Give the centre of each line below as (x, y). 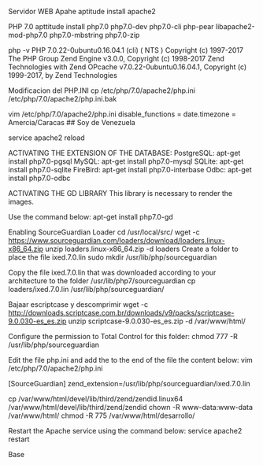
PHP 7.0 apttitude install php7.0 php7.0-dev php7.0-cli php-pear (111, 26)
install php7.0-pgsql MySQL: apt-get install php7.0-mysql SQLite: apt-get (126, 161)
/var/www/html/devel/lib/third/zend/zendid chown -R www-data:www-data (131, 407)
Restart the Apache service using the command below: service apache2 (125, 431)
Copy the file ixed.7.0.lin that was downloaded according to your (112, 272)
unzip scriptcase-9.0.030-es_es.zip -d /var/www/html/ (157, 321)
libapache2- (235, 26)
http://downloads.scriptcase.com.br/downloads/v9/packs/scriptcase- (121, 313)
